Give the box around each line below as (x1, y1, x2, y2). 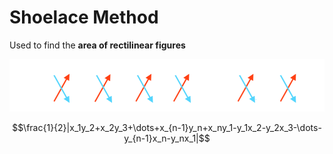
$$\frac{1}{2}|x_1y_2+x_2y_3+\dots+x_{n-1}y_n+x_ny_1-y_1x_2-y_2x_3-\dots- (12, 122, 322, 134)
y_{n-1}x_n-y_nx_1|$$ (123, 132, 211, 145)
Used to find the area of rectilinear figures (9, 39, 186, 51)
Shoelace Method (9, 6, 159, 29)
